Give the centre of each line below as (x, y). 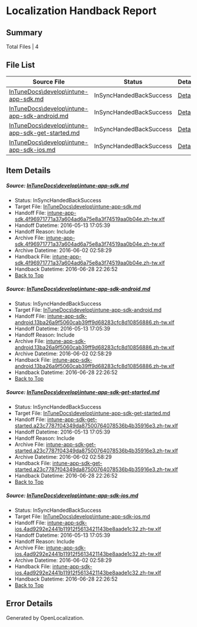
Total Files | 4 (23, 46)
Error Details (29, 604)
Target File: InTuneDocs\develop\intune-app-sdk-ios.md (82, 516)
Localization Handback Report (81, 11)
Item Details (28, 171)
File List (21, 65)
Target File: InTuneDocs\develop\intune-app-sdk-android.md (88, 310)
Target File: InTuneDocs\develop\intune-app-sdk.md (78, 206)
